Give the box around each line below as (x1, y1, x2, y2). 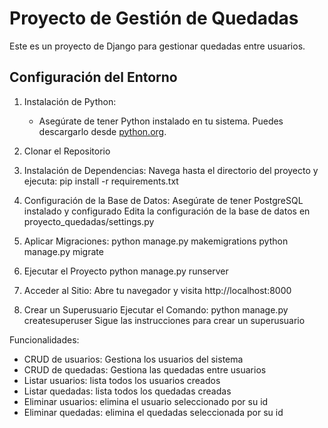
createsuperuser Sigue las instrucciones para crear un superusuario (23, 314, 306, 326)
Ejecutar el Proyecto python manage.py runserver (23, 265, 229, 277)
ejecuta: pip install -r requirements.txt (23, 175, 179, 187)
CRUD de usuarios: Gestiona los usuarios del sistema (23, 353, 244, 365)
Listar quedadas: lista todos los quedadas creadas (23, 385, 232, 397)
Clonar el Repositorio (23, 145, 111, 157)
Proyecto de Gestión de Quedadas (9, 7, 299, 30)
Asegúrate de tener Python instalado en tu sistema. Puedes (38, 115, 284, 127)
